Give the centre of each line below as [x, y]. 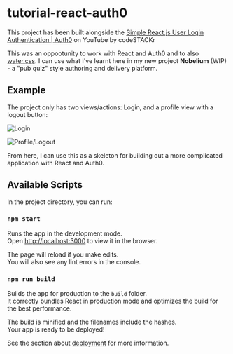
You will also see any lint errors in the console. [74, 261]
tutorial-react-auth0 [68, 13]
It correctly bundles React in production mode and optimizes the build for [113, 301]
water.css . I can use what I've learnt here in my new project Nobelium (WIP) [117, 60]
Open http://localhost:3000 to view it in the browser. [83, 240]
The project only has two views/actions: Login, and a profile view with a [111, 107]
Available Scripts [45, 185]
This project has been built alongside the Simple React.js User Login [106, 32]
